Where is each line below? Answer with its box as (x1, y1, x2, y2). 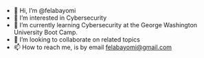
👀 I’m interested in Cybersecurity (13, 14, 107, 22)
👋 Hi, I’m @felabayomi (13, 7, 76, 14)
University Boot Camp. (13, 28, 78, 36)
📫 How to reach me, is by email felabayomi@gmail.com (13, 43, 172, 51)
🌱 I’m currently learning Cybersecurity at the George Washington (13, 21, 198, 29)
